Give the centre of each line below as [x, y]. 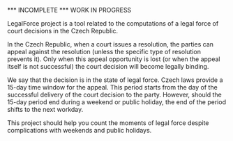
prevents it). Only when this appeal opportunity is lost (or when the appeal [114, 59]
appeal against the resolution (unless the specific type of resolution [104, 52]
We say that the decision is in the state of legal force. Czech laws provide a [115, 80]
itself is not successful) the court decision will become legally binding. [108, 66]
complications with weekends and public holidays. [80, 130]
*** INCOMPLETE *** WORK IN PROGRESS [69, 10]
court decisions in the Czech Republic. [63, 31]
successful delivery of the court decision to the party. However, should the [114, 94]
